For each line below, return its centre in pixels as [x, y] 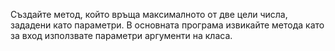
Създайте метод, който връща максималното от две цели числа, [149, 14]
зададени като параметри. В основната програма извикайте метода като [167, 25]
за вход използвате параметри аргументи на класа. [121, 35]
